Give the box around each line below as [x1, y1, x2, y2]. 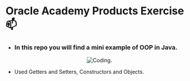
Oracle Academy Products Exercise [5, 4, 184, 18]
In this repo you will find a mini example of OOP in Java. [14, 43, 178, 52]
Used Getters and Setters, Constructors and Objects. [14, 68, 144, 76]
